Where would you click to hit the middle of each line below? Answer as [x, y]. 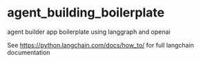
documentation [29, 52]
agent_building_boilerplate [86, 13]
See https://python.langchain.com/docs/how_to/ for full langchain [101, 45]
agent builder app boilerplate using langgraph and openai [89, 32]
